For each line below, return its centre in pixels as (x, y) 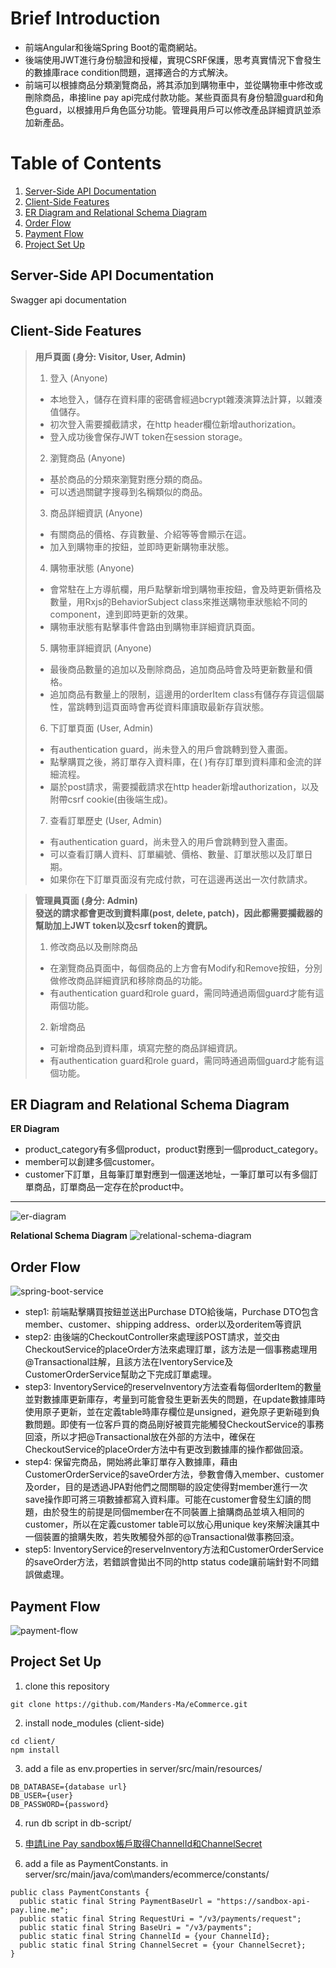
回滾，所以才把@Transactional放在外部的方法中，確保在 (140, 1437)
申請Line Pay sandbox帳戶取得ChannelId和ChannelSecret (143, 1843)
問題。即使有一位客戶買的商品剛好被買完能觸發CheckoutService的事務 (179, 1424)
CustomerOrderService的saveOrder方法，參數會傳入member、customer (174, 1474)
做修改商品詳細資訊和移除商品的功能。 (128, 980)
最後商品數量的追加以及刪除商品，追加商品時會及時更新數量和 (177, 669)
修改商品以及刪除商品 (93, 946)
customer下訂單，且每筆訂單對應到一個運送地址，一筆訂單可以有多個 (167, 1174)
